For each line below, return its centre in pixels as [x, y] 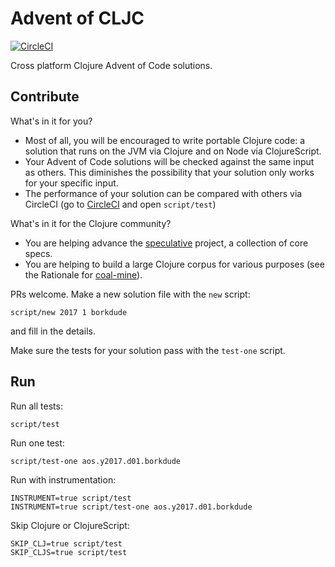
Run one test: [37, 443]
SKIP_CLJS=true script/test [69, 552]
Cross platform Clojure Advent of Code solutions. [111, 65]
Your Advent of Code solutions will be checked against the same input [169, 161]
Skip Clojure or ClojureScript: [70, 525]
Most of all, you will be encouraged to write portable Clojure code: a [165, 140]
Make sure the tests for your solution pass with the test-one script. [148, 350]
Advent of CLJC [77, 18]
